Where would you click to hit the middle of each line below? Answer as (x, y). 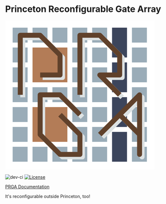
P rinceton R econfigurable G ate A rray (83, 9)
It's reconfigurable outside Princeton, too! (48, 196)
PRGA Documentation (27, 187)
